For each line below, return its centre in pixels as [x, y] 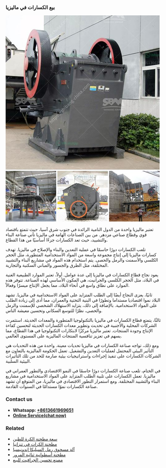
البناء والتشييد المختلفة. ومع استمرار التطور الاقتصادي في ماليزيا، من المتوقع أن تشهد [83, 381]
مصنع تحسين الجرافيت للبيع [38, 460]
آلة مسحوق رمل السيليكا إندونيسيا [44, 449]
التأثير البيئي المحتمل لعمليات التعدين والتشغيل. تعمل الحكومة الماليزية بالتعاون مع [80, 351]
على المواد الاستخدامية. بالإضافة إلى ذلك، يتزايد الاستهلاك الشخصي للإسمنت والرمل [81, 306]
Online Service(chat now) [39, 415]
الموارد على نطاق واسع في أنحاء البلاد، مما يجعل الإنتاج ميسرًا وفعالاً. [67, 285]
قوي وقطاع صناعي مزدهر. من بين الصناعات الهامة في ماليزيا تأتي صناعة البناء [76, 235]
